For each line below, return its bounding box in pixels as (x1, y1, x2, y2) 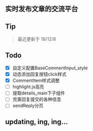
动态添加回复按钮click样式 (12, 71, 67, 77)
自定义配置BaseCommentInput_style (12, 65, 88, 71)
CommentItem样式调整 (12, 77, 60, 84)
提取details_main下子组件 (12, 90, 65, 96)
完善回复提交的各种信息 (12, 96, 61, 102)
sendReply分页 (12, 102, 44, 109)
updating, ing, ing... (5, 117, 68, 126)
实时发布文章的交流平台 (5, 5, 78, 14)
